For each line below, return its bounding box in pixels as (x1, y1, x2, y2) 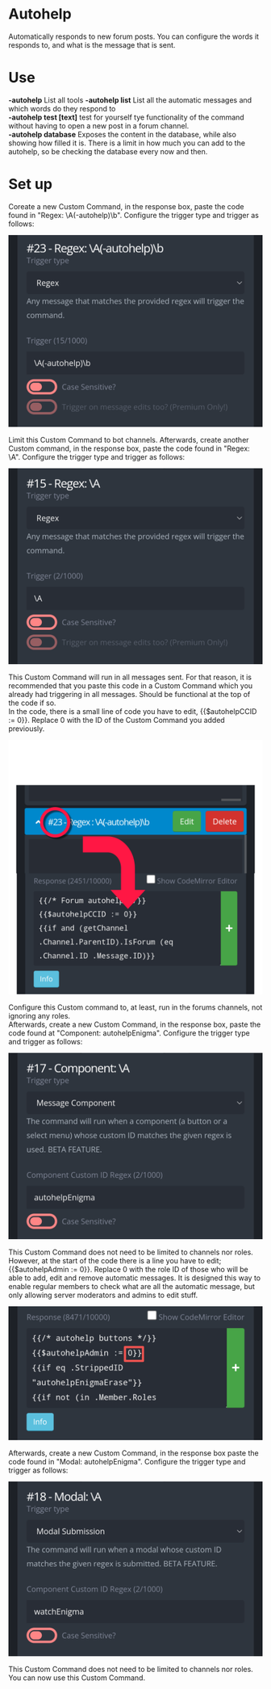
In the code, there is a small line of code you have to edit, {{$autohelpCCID (8, 707, 257, 716)
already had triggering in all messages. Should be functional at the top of (8, 690, 251, 700)
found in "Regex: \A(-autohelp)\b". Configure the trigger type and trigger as (8, 210, 260, 220)
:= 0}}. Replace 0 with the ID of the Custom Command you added (8, 716, 226, 725)
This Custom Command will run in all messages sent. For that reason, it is (8, 672, 252, 683)
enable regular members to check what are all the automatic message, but (8, 1281, 256, 1291)
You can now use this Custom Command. (8, 1673, 146, 1683)
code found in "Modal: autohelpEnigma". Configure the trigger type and (8, 1457, 246, 1467)
